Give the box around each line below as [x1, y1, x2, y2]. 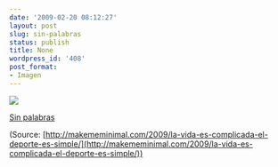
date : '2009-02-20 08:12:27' [9, 12, 118, 22]
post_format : [9, 63, 58, 72]
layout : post [9, 21, 58, 30]
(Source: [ [9, 129, 46, 139]
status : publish [9, 37, 69, 47]
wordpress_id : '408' [9, 54, 86, 63]
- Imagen [9, 71, 42, 80]
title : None [9, 46, 53, 55]
